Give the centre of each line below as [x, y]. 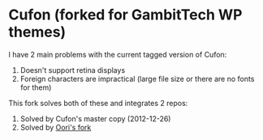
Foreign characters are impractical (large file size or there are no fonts [137, 78]
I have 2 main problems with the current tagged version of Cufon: [118, 54]
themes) [37, 32]
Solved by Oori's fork [56, 127]
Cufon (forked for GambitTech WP [125, 15]
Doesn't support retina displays [73, 70]
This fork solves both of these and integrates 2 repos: [98, 103]
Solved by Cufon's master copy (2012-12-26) [95, 118]
